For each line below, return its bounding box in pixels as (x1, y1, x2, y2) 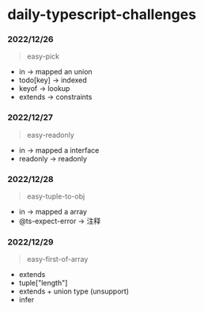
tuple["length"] (18, 279, 68, 288)
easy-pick (26, 51, 60, 61)
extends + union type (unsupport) (18, 286, 130, 296)
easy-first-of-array (26, 255, 89, 264)
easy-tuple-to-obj (26, 192, 85, 201)
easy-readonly (26, 130, 74, 139)
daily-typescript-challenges (7, 6, 197, 24)
